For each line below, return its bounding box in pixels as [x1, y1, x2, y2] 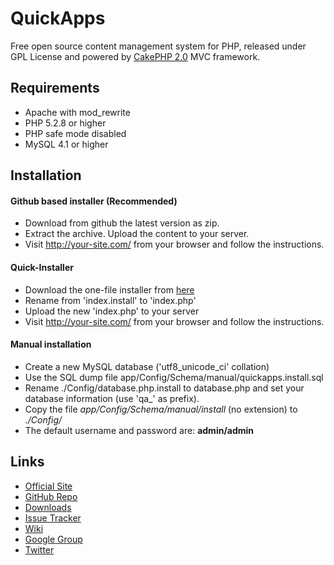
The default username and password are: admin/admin [24, 424, 255, 436]
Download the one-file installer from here [24, 283, 195, 296]
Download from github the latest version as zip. [24, 217, 220, 229]
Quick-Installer [10, 261, 74, 273]
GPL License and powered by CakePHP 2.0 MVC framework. [10, 50, 261, 62]
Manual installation [10, 338, 92, 351]
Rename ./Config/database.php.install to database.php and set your [24, 382, 305, 394]
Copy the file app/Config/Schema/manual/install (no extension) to [24, 403, 298, 415]
